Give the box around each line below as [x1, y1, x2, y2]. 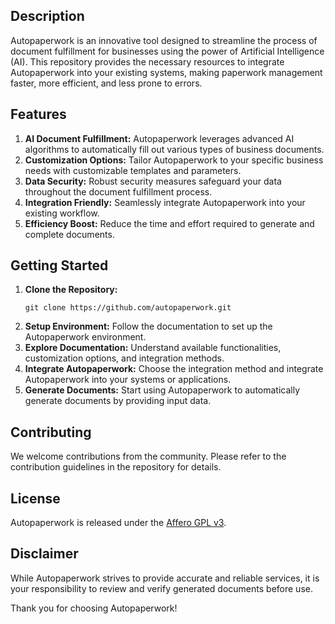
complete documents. [24, 228, 115, 240]
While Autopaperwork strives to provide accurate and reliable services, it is [10, 572, 320, 584]
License [10, 490, 61, 507]
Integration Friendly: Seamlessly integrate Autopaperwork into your [24, 196, 306, 208]
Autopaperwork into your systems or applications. [24, 374, 232, 386]
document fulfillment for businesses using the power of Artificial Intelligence [10, 45, 325, 57]
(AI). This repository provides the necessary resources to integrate [10, 55, 285, 68]
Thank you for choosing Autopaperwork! [10, 602, 178, 614]
